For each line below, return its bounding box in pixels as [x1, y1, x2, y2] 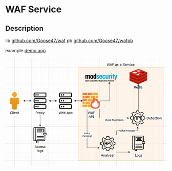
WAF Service [5, 4, 62, 15]
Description [5, 24, 44, 33]
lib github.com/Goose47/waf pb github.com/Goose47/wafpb [5, 37, 133, 44]
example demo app [5, 48, 46, 53]
